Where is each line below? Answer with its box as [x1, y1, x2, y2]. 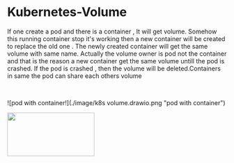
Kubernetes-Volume [7, 4, 127, 20]
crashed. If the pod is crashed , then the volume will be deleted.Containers [7, 64, 221, 72]
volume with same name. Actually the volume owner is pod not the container [7, 49, 227, 58]
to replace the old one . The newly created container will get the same [7, 42, 208, 50]
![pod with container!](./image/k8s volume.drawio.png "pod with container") [7, 98, 226, 107]
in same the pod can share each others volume [7, 71, 142, 80]
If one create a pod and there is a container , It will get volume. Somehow [7, 27, 217, 36]
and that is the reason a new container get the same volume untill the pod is [7, 56, 225, 65]
